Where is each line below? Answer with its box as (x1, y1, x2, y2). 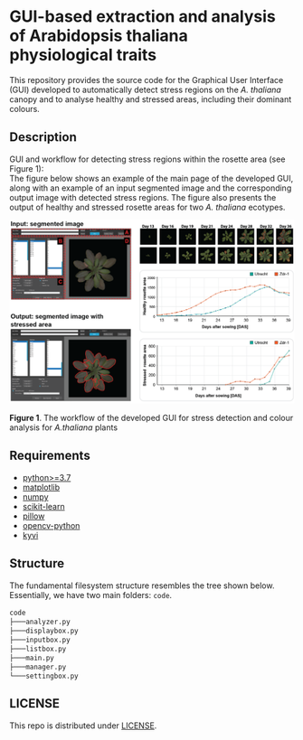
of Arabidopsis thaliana (9, 25, 188, 46)
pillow (22, 511, 45, 521)
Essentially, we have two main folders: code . (9, 589, 173, 600)
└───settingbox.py (9, 671, 79, 680)
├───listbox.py (9, 644, 67, 653)
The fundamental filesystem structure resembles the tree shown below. (9, 580, 275, 591)
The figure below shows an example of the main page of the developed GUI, (9, 173, 294, 183)
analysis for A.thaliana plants (9, 422, 118, 433)
